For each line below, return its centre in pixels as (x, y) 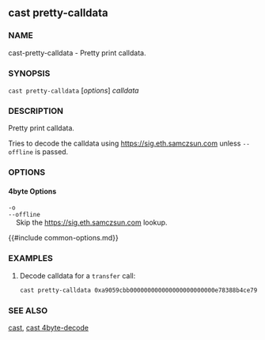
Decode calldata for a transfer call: (78, 275)
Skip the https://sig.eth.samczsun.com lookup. (91, 223)
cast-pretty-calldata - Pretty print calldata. (77, 53)
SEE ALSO (28, 310)
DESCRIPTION (36, 111)
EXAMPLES (30, 259)
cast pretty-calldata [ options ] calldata (74, 90)
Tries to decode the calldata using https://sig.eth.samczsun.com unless (125, 144)
